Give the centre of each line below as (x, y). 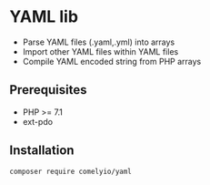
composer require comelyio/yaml (70, 171)
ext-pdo (37, 121)
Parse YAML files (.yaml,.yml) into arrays (99, 42)
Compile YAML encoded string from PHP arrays (112, 61)
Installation (42, 151)
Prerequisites (48, 90)
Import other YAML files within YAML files (100, 51)
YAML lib (44, 17)
